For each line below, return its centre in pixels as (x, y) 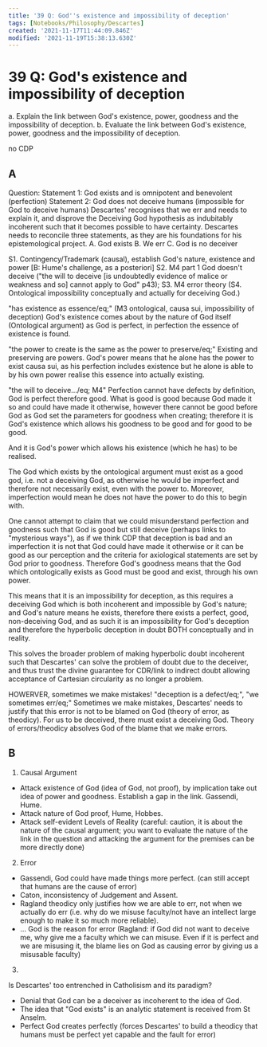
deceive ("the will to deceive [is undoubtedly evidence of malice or (118, 276)
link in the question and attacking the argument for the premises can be (137, 838)
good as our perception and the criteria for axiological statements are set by (133, 555)
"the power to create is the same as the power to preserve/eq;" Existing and (133, 349)
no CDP (21, 149)
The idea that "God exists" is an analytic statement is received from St (135, 1009)
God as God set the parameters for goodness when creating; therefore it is (131, 416)
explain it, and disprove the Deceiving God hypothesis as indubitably (121, 218)
